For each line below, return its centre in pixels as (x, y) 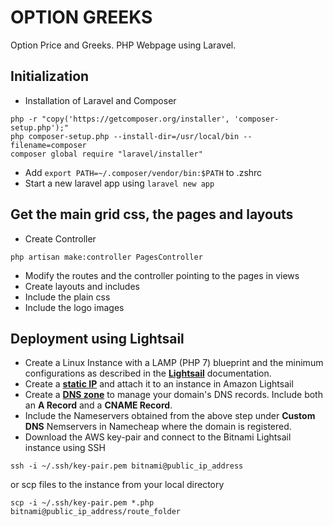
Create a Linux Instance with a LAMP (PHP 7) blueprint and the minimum (174, 363)
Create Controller (60, 238)
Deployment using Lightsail (97, 338)
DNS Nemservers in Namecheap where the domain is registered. (158, 427)
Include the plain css (67, 297)
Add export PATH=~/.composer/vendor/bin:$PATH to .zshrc (143, 172)
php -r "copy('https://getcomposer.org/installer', (120, 119)
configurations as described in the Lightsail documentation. (148, 373)
